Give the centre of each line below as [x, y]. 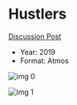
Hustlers [37, 14]
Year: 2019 [38, 52]
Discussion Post [35, 36]
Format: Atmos [45, 61]
